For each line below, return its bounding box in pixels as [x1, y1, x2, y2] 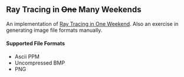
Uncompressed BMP [14, 59, 65, 66]
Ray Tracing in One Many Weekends [6, 5, 142, 15]
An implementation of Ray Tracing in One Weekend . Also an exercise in [6, 20, 179, 27]
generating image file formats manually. [6, 26, 103, 34]
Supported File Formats [6, 40, 65, 47]
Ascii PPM [14, 53, 40, 61]
